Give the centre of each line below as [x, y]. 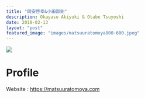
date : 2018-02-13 [27, 22]
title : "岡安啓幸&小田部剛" [37, 11]
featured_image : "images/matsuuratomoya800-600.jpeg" [73, 33]
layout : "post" [25, 28]
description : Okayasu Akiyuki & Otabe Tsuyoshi [65, 17]
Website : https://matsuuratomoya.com [53, 89]
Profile [23, 73]
